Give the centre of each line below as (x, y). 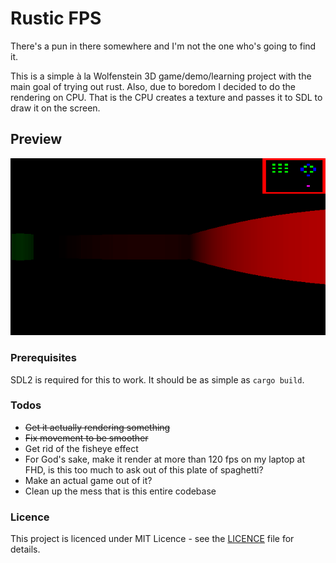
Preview (36, 139)
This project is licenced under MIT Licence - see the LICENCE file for (152, 539)
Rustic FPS (56, 18)
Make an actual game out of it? (88, 480)
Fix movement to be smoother (86, 438)
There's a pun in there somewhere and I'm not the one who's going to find (163, 46)
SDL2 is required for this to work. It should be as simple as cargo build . (157, 379)
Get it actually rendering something (97, 427)
